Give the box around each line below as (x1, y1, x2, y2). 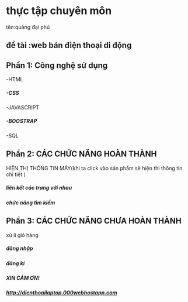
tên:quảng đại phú (6, 23, 50, 30)
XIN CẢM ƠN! (6, 274, 40, 282)
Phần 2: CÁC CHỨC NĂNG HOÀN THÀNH (6, 149, 157, 159)
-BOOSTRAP (6, 117, 37, 124)
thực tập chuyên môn (6, 4, 112, 18)
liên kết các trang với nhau (6, 184, 72, 191)
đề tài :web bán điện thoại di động (6, 40, 132, 50)
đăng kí (6, 259, 25, 267)
